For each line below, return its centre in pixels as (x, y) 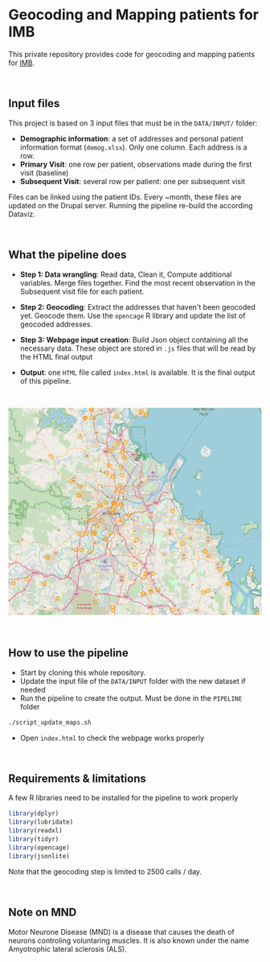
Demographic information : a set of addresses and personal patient (131, 138)
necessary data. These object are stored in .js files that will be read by (138, 348)
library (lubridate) (41, 822)
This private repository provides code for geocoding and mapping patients (132, 54)
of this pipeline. (45, 380)
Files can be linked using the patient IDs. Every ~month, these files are (125, 197)
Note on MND (43, 913)
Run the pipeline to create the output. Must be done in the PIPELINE (131, 698)
